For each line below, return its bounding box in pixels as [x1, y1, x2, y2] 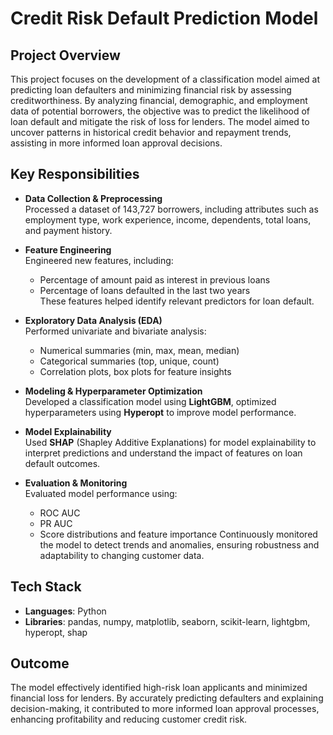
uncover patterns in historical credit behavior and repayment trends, [10, 127, 292, 138]
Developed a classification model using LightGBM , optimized [24, 395, 277, 407]
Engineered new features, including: [24, 254, 174, 266]
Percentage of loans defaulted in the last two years [39, 284, 251, 296]
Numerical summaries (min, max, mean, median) [39, 344, 240, 356]
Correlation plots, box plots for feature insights [39, 365, 232, 377]
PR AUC [39, 517, 73, 529]
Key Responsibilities [10, 166, 140, 183]
